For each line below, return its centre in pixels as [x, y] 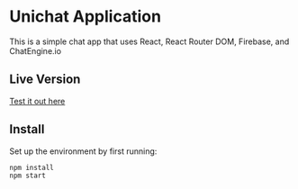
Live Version [45, 80]
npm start [28, 175]
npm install [32, 167]
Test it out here [37, 101]
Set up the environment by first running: [83, 151]
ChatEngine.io [35, 50]
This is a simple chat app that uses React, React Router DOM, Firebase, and [149, 41]
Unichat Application [86, 17]
